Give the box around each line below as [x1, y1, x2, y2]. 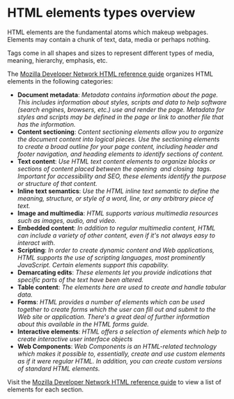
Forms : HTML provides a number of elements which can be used [17, 297, 205, 306]
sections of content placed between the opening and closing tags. [17, 164, 212, 173]
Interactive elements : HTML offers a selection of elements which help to [17, 327, 227, 336]
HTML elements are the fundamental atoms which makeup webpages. [7, 28, 209, 36]
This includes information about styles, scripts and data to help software [17, 97, 227, 106]
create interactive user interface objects [17, 334, 133, 343]
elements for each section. [7, 385, 84, 393]
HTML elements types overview [7, 5, 196, 21]
